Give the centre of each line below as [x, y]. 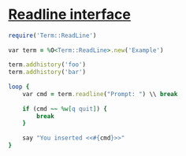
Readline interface [70, 15]
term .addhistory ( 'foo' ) [47, 65]
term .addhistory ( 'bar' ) [47, 72]
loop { [19, 87]
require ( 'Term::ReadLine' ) [52, 35]
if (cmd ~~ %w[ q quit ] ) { [65, 109]
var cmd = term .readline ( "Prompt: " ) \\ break [100, 94]
